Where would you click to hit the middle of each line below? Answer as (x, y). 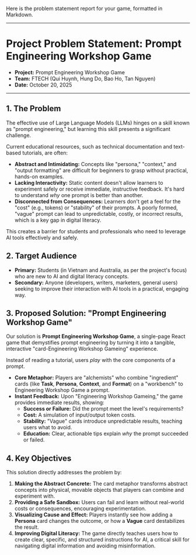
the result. (27, 527)
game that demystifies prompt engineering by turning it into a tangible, (91, 343)
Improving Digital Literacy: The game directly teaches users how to (96, 533)
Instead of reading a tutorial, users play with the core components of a (91, 360)
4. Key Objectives (39, 458)
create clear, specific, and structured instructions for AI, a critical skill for (102, 540)
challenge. (19, 135)
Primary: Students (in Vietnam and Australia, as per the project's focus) (101, 270)
